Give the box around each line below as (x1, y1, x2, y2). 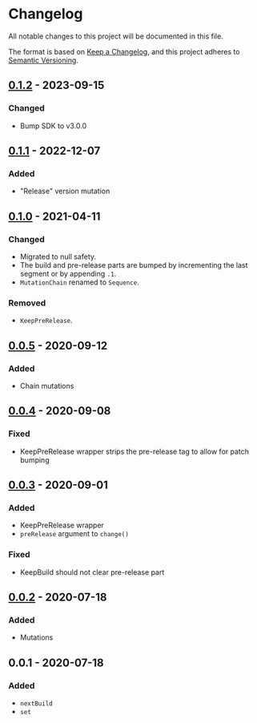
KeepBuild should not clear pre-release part (19, 567, 165, 577)
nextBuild (19, 700, 54, 708)
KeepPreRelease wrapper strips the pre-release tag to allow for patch (19, 446, 250, 456)
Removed (8, 297, 46, 309)
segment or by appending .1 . (19, 269, 117, 278)
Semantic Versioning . (8, 55, 78, 65)
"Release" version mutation (19, 186, 110, 196)
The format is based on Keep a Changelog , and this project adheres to (8, 46, 240, 56)
